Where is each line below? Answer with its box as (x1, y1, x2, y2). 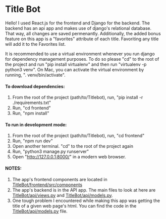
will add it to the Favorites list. (5, 41, 66, 47)
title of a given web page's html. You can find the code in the (12, 203, 137, 209)
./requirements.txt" (12, 100, 51, 106)
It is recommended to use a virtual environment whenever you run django (5, 51, 155, 57)
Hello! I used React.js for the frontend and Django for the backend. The (5, 20, 150, 26)
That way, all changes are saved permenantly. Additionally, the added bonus (5, 30, 161, 36)
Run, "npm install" (12, 110, 50, 116)
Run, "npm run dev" (12, 138, 53, 144)
